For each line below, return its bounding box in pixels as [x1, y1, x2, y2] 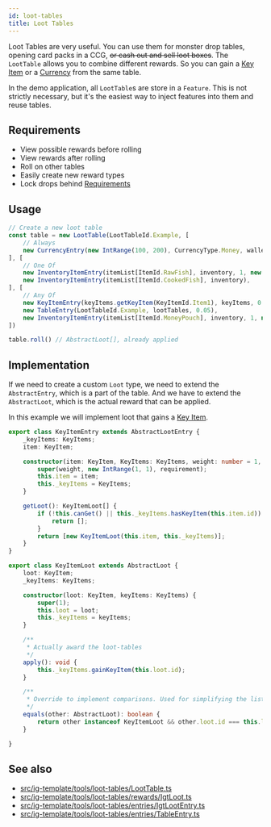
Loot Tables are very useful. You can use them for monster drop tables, [8, 41, 245, 51]
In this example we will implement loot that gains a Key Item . [8, 412, 208, 422]
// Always [23, 239, 56, 247]
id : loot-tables [8, 11, 63, 20]
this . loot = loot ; [37, 606, 99, 614]
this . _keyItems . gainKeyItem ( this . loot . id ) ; [37, 666, 186, 674]
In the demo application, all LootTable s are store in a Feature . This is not [8, 82, 248, 93]
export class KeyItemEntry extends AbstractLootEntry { [8, 428, 200, 436]
